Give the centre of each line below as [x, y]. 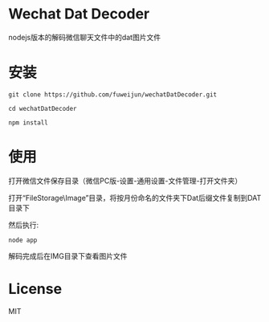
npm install [28, 122]
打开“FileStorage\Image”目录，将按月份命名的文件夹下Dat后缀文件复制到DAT [135, 198]
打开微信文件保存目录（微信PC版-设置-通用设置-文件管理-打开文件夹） [125, 181]
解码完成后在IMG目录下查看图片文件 [68, 256]
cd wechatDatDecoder [43, 108]
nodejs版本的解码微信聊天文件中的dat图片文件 [85, 37]
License [35, 289]
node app [23, 240]
